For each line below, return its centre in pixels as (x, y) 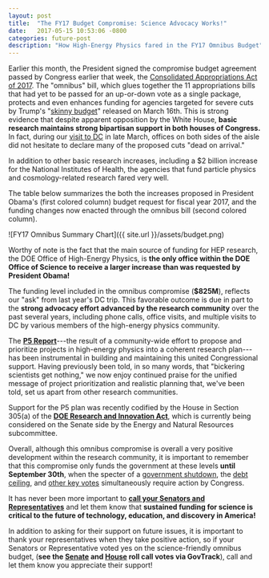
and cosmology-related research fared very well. (89, 178)
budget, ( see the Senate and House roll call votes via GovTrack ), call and (130, 557)
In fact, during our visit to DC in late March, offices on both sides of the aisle (134, 136)
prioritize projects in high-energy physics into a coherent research (117, 349)
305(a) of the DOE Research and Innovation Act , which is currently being (130, 416)
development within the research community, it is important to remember (128, 458)
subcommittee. (33, 433)
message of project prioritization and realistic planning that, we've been (127, 384)
